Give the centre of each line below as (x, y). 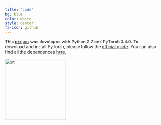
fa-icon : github (21, 28)
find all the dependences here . (36, 52)
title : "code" (20, 10)
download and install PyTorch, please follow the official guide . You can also (81, 47)
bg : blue (14, 14)
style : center (20, 23)
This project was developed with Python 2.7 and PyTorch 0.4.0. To (72, 42)
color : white (18, 19)
